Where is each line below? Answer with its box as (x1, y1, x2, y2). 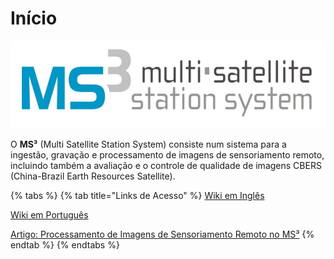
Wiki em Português (10, 208, 89, 221)
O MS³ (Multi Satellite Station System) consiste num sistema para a (10, 138, 287, 150)
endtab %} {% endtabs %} (10, 238, 120, 251)
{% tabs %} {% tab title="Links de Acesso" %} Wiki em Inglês (10, 189, 265, 201)
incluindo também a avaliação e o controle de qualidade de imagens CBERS (10, 159, 322, 171)
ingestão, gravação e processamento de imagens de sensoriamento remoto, (10, 148, 325, 161)
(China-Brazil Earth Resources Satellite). (10, 170, 176, 182)
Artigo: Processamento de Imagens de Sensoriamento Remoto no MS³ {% (10, 228, 315, 240)
